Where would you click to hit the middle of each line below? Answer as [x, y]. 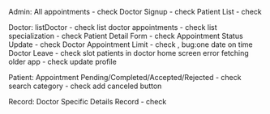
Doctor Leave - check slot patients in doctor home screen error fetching [129, 53]
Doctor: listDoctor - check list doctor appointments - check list [113, 27]
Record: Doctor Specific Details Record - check [88, 101]
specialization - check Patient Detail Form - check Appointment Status [126, 36]
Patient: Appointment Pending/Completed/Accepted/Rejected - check [125, 77]
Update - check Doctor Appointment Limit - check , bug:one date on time [131, 44]
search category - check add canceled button [85, 86]
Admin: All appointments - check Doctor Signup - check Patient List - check [135, 12]
